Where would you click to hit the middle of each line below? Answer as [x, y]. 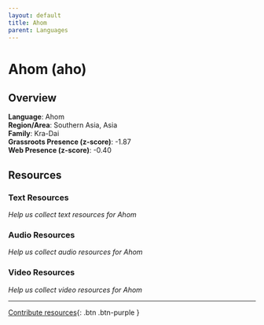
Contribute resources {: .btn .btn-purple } [74, 312]
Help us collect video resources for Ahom [75, 290]
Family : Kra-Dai [34, 134]
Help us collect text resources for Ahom [73, 215]
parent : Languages [38, 30]
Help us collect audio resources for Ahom [75, 252]
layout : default [35, 15]
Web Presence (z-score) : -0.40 [60, 150]
